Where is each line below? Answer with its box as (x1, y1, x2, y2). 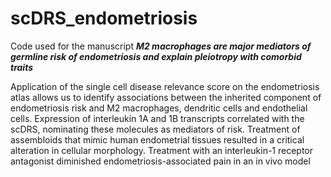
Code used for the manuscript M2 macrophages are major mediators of (10, 40, 312, 52)
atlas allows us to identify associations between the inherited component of (10, 91, 322, 103)
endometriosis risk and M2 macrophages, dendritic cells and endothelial (10, 102, 308, 114)
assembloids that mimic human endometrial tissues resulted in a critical (10, 133, 305, 146)
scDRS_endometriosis (10, 7, 198, 30)
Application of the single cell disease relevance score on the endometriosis (10, 80, 320, 92)
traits (10, 61, 34, 73)
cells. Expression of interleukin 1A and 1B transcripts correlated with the (10, 112, 305, 124)
